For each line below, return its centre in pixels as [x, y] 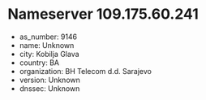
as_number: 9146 [48, 37]
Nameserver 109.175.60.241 [103, 14]
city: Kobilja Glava [49, 54]
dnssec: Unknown [49, 88]
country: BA [39, 63]
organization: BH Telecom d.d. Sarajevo [85, 71]
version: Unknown [49, 80]
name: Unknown [47, 45]
